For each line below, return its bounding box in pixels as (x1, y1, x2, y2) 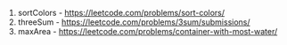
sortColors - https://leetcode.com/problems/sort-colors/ (17, 8, 225, 18)
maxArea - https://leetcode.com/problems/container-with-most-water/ (17, 26, 278, 36)
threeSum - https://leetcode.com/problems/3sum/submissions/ (17, 17, 251, 27)
